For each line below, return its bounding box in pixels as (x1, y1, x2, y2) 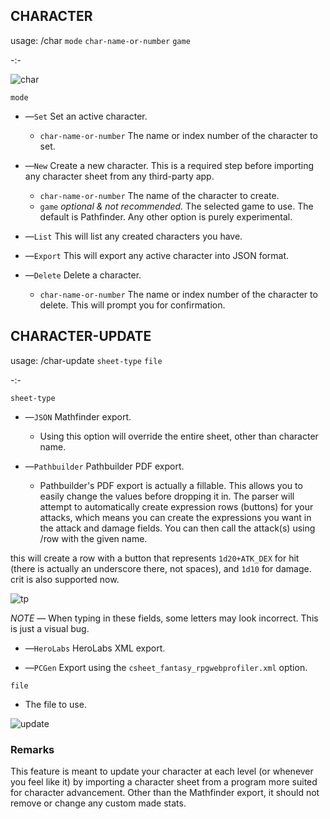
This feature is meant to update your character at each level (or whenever (10, 765, 314, 777)
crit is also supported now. (10, 573, 120, 585)
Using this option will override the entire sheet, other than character (39, 430, 319, 442)
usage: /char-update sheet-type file (10, 354, 163, 366)
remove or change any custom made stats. (10, 797, 187, 809)
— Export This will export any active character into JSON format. (24, 249, 290, 261)
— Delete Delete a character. (24, 269, 142, 281)
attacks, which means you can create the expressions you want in (39, 511, 312, 523)
